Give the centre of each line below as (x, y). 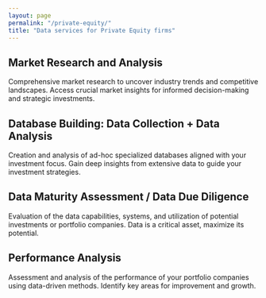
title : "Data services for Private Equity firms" (92, 30)
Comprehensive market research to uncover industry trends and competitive (133, 82)
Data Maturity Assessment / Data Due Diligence (129, 197)
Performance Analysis (65, 258)
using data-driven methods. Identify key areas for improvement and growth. (132, 285)
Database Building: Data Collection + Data (114, 124)
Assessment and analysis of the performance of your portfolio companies (129, 277)
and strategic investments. (52, 99)
